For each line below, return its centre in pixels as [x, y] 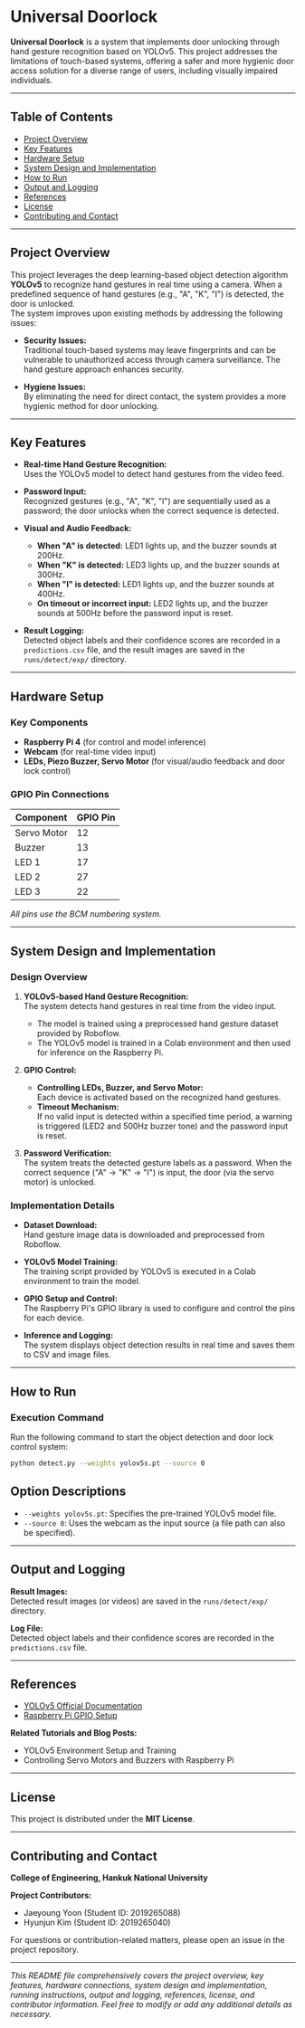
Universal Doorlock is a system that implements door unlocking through [145, 42]
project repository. [45, 1949]
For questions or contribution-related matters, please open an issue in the [148, 1939]
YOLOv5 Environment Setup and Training [100, 1751]
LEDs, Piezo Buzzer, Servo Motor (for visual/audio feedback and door [154, 761]
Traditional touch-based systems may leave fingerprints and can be [150, 349]
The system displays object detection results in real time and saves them [159, 1345]
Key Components [49, 722]
